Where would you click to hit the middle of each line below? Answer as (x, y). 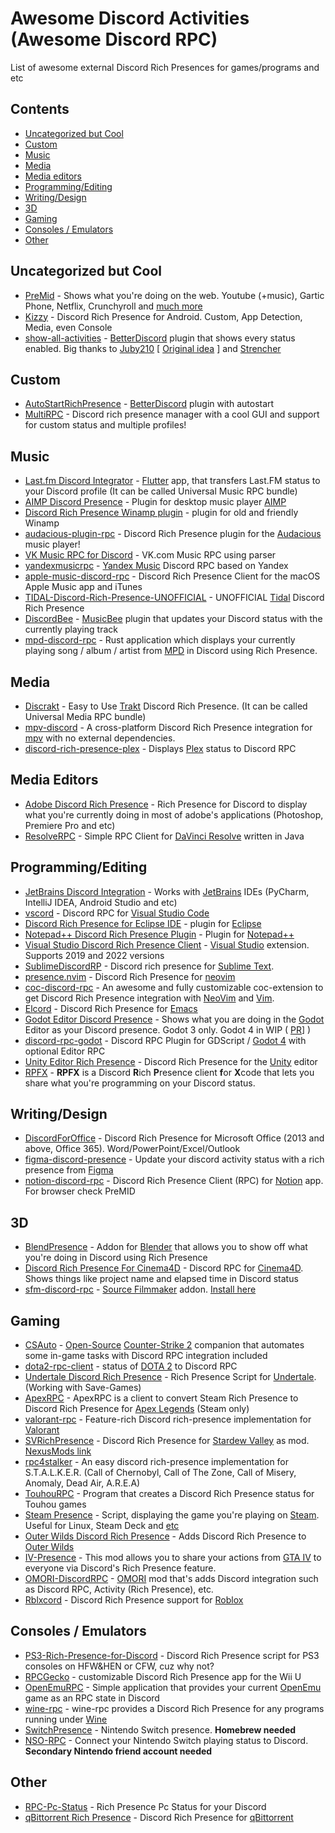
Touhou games (55, 1504)
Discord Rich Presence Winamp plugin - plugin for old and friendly (161, 513)
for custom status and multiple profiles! (105, 425)
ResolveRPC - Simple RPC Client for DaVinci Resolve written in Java (164, 836)
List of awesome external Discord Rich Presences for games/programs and (165, 67)
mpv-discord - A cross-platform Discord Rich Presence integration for (168, 727)
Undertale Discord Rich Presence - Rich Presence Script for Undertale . (170, 1377)
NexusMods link (58, 1451)
